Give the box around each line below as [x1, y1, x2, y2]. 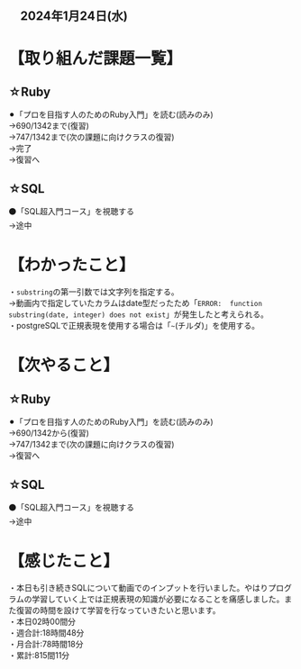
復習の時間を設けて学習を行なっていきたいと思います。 [15, 604, 221, 615]
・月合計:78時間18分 [8, 638, 84, 649]
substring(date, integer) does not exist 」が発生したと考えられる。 [8, 309, 269, 320]
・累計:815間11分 [8, 649, 70, 660]
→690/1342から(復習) [8, 428, 89, 438]
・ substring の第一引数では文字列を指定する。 [8, 286, 179, 297]
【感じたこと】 [8, 551, 120, 572]
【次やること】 [8, 355, 120, 375]
